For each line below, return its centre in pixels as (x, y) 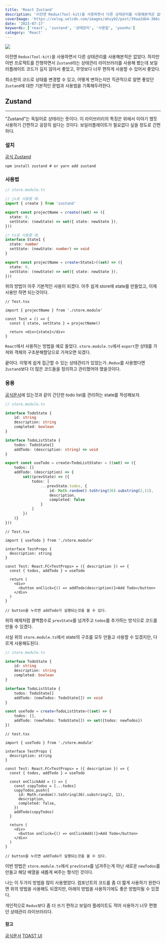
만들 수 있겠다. (19, 626)
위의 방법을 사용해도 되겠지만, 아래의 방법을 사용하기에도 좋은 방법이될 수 (80, 889)
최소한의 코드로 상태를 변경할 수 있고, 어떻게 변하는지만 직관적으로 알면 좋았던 (80, 79)
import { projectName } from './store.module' (54, 310)
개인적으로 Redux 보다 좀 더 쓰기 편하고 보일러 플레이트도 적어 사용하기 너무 (77, 905)
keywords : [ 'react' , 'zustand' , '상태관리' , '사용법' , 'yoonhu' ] (70, 28)
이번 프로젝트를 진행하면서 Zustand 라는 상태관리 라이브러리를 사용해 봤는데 (77, 63)
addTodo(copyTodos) (34, 812)
